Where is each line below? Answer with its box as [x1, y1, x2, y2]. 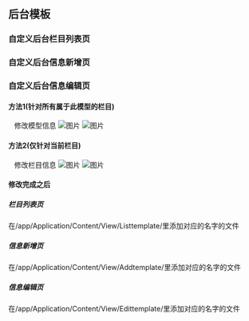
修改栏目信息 [14, 160, 57, 169]
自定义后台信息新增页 [8, 57, 90, 68]
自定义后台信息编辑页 [8, 81, 90, 92]
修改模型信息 [14, 121, 57, 130]
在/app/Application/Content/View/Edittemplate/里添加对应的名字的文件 [8, 304, 241, 314]
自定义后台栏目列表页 [8, 34, 90, 45]
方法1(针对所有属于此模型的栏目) [8, 101, 115, 111]
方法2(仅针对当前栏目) [8, 141, 81, 150]
